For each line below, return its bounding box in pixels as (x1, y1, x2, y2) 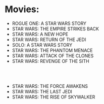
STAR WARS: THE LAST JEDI (12, 88, 73, 94)
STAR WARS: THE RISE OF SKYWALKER (12, 94, 95, 100)
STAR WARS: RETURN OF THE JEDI (12, 37, 86, 43)
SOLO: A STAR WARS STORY (12, 42, 73, 48)
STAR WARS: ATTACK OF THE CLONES (12, 52, 94, 59)
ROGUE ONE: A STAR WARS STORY (12, 20, 87, 26)
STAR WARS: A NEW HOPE (12, 31, 69, 37)
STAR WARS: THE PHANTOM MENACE (12, 47, 93, 53)
